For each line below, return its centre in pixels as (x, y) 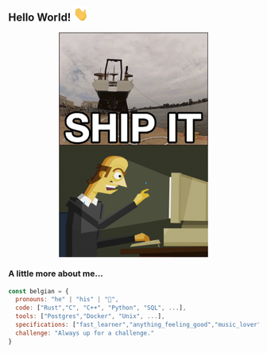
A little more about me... (56, 273)
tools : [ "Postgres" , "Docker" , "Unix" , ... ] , (90, 316)
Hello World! (40, 18)
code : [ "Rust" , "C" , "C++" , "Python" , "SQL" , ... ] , (101, 308)
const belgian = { (39, 291)
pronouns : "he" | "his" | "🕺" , (67, 300)
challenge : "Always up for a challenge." (85, 333)
